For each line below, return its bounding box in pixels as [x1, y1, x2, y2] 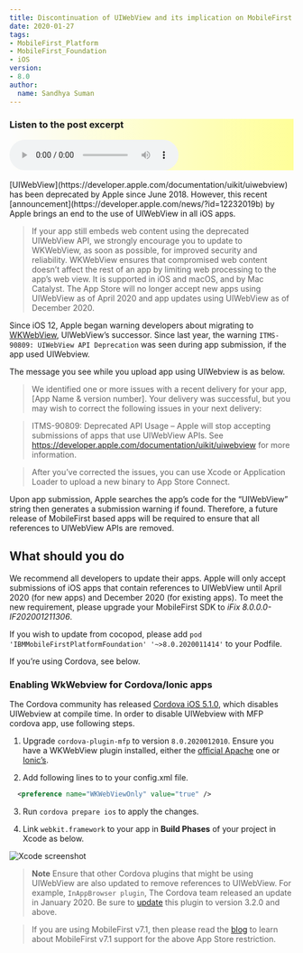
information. [31, 449, 77, 460]
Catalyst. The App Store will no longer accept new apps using [31, 283, 262, 294]
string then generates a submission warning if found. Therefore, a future [9, 503, 278, 514]
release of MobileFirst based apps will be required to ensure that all [9, 512, 260, 524]
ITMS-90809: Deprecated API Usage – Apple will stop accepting [31, 420, 271, 431]
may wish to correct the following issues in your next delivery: [31, 403, 262, 414]
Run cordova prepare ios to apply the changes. [22, 806, 199, 817]
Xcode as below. [22, 833, 84, 844]
